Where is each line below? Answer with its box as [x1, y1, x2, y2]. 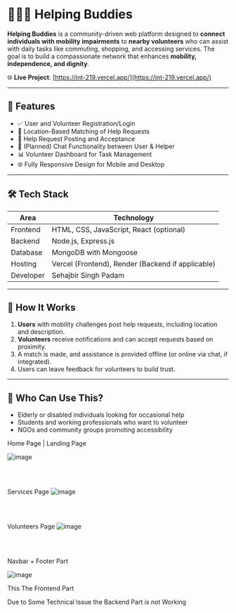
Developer [11, 270, 46, 280]
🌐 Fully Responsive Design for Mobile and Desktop [17, 160, 165, 168]
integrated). [17, 358, 52, 366]
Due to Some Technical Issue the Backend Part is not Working [7, 598, 187, 607]
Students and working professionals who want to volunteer [17, 418, 188, 427]
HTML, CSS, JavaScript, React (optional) [51, 224, 186, 234]
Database [11, 247, 43, 257]
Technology [113, 212, 155, 222]
